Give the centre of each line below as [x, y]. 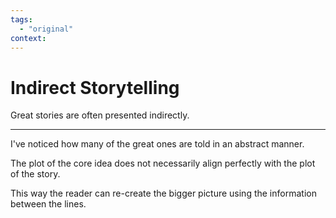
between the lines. [48, 204]
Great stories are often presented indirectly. [100, 115]
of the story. [35, 174]
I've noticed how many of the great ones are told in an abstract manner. [157, 144]
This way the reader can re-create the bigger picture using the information [163, 193]
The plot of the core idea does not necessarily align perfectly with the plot [163, 163]
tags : [21, 19]
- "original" [46, 29]
